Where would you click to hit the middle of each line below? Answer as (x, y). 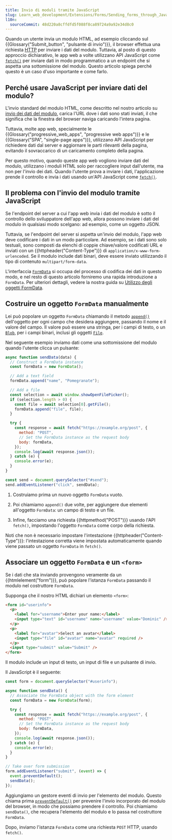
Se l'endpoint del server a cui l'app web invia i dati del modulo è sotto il (80, 213)
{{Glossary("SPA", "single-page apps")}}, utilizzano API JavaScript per (80, 140)
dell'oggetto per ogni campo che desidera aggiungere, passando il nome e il (86, 321)
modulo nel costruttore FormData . (40, 585)
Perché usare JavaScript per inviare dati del (76, 88)
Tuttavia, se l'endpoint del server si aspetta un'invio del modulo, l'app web (84, 234)
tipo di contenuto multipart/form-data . (46, 261)
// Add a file (25, 390)
